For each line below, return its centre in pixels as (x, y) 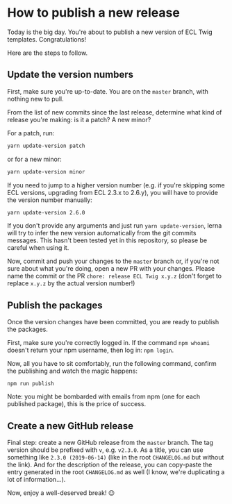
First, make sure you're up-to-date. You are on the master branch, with (108, 91)
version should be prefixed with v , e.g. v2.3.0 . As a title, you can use (105, 450)
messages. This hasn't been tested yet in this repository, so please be (107, 240)
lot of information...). (36, 479)
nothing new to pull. (35, 99)
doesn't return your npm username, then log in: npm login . (91, 350)
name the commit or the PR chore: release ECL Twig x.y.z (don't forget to (115, 276)
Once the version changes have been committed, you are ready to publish (113, 322)
